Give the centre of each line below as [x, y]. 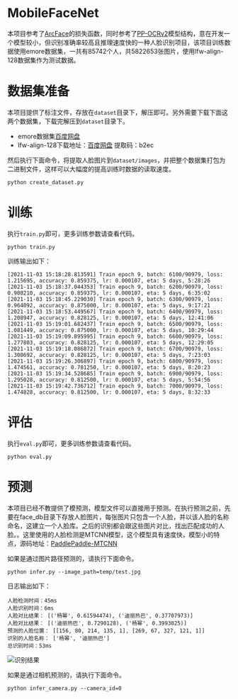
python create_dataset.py [45, 182]
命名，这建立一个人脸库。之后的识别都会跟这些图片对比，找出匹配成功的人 [116, 525]
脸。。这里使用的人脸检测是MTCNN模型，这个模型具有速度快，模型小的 [110, 534]
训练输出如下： [29, 261]
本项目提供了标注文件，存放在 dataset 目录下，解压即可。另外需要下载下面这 [118, 112]
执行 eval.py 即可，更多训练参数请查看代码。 [72, 443]
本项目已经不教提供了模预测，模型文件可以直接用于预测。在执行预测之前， [116, 508]
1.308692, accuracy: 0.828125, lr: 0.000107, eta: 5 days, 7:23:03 [109, 355]
